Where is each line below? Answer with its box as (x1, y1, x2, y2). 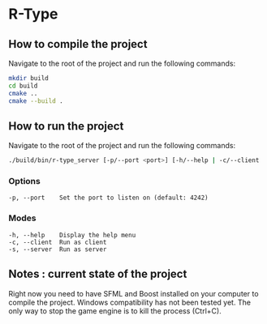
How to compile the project (8, 37, 148, 51)
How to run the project (8, 119, 124, 133)
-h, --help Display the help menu (8, 231, 136, 239)
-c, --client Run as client (8, 238, 107, 246)
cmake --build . (8, 96, 63, 105)
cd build (8, 82, 38, 90)
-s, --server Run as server (8, 245, 107, 254)
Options (8, 176, 41, 187)
